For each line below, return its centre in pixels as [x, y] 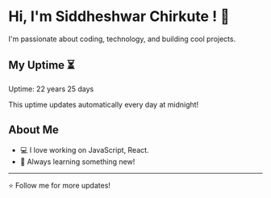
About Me [33, 130]
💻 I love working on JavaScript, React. [84, 150]
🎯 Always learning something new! [77, 162]
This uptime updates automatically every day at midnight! [104, 104]
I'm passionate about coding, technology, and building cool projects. [122, 39]
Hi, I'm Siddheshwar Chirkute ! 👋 [119, 17]
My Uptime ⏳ [42, 65]
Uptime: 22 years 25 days [51, 89]
